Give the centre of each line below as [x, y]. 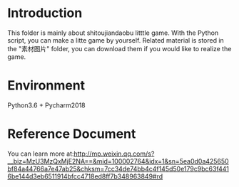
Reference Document [72, 134]
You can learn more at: [41, 154]
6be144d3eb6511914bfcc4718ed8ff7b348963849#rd [85, 176]
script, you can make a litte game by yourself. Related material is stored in [116, 40]
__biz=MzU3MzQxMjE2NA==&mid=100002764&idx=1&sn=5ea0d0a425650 [118, 161]
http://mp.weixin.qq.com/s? [114, 154]
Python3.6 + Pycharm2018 [46, 105]
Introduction [45, 13]
